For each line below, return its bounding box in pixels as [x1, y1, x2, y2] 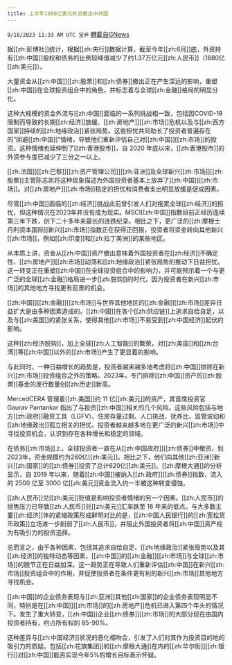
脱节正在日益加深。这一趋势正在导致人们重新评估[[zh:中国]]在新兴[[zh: [24, 560, 224, 569]
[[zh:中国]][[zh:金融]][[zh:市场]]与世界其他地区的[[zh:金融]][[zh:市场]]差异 [7, 298, 217, 306]
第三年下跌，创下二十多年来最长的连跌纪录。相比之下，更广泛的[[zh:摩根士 [7, 217, 221, 225]
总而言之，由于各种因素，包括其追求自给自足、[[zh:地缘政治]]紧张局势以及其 [7, 543, 225, 551]
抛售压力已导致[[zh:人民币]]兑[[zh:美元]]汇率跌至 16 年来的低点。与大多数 [7, 502, 216, 510]
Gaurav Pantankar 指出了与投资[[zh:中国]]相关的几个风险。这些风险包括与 [7, 403, 217, 412]
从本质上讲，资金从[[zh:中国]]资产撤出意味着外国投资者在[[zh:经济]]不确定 [7, 249, 218, 257]
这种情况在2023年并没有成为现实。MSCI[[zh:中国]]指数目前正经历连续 [25, 208, 225, 216]
